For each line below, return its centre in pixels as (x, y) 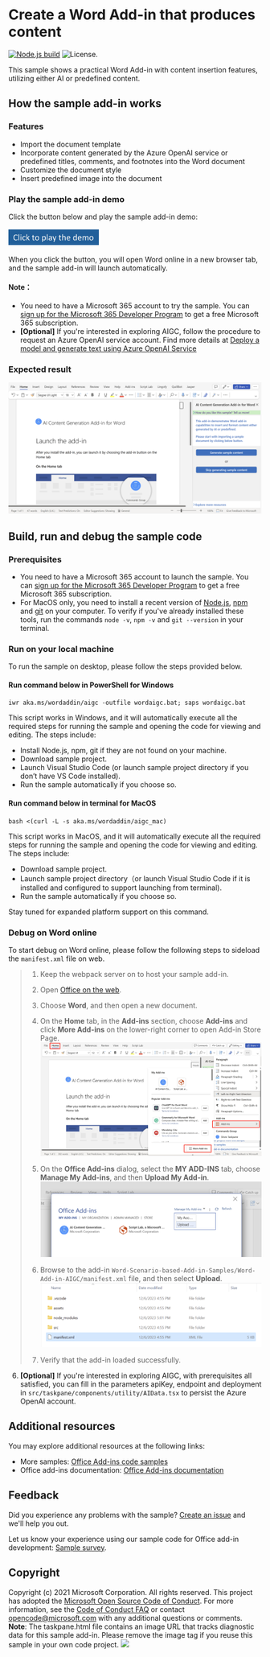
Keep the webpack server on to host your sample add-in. (134, 974)
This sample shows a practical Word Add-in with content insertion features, (133, 69)
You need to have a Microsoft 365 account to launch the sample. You (134, 576)
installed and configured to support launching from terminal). (121, 888)
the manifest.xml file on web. (57, 958)
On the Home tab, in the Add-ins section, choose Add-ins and (143, 1020)
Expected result (40, 369)
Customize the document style (71, 170)
